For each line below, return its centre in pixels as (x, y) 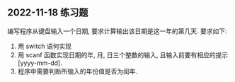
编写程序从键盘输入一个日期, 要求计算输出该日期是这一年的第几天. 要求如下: (117, 31)
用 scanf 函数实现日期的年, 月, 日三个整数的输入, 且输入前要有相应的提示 (123, 54)
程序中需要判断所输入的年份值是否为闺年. (78, 71)
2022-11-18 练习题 (48, 13)
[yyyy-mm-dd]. (40, 63)
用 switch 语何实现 (45, 46)
